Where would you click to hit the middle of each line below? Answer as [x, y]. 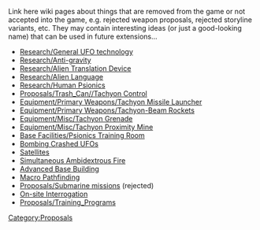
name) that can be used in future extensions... [83, 36]
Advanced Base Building [59, 169]
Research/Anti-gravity [56, 60]
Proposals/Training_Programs [68, 202]
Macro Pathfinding [50, 177]
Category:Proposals [41, 217]
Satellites [34, 152]
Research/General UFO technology [76, 52]
